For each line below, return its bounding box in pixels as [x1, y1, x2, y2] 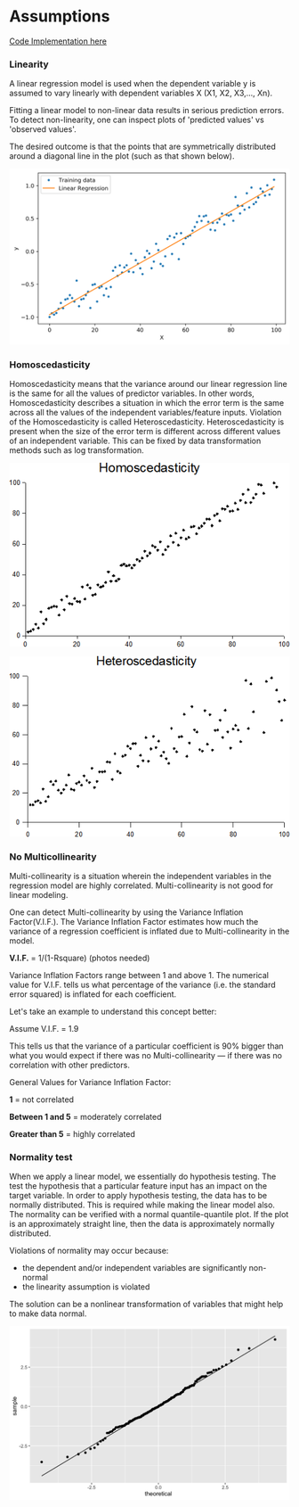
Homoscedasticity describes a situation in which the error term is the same [9, 398, 285, 408]
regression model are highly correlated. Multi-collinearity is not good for [9, 880, 274, 891]
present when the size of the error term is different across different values [9, 426, 281, 437]
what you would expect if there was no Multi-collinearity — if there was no [9, 1050, 283, 1061]
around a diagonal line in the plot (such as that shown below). [9, 151, 235, 161]
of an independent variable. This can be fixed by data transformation [9, 435, 262, 447]
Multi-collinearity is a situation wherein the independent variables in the [9, 871, 271, 882]
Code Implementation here [9, 36, 107, 46]
